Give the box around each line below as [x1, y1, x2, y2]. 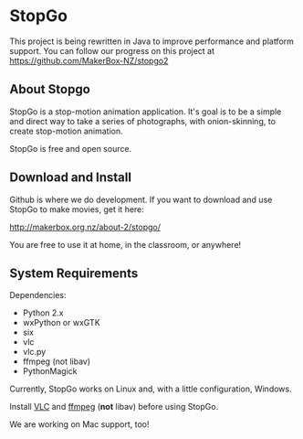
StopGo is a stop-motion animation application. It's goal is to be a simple [9, 106, 282, 117]
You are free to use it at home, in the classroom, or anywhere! [9, 239, 242, 250]
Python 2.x [22, 307, 64, 318]
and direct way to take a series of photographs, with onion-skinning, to [9, 115, 277, 126]
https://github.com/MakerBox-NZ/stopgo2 [9, 55, 169, 66]
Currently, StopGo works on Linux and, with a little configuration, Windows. [9, 383, 292, 394]
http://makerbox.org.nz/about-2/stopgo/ [9, 221, 162, 232]
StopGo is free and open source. [9, 143, 132, 154]
